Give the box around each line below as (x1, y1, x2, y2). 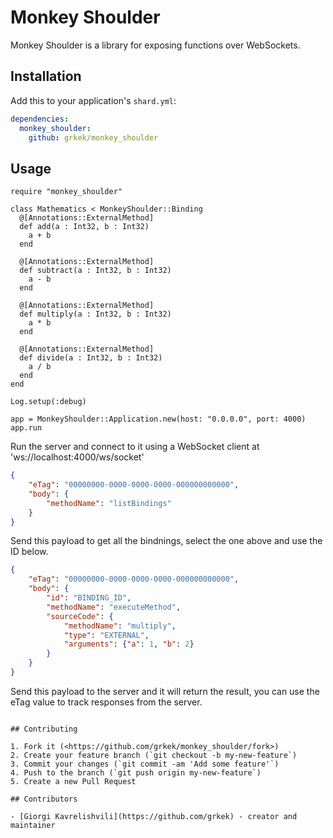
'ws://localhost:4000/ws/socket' (10, 451, 145, 463)
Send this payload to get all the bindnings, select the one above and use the (10, 535, 323, 547)
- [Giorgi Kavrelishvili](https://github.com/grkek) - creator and (10, 811, 298, 821)
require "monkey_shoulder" (10, 187, 123, 197)
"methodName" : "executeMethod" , (46, 602, 182, 612)
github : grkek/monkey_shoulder (28, 132, 159, 143)
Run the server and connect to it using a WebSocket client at (10, 441, 260, 453)
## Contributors (10, 794, 78, 804)
